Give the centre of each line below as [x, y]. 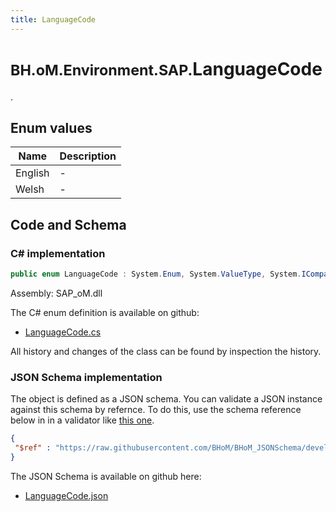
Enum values [51, 127]
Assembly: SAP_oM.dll [56, 293]
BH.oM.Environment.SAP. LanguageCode [166, 68]
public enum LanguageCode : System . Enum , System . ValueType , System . [156, 274]
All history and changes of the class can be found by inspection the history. [166, 351]
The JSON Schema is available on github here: [106, 476]
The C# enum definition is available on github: [105, 312]
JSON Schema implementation [86, 377]
